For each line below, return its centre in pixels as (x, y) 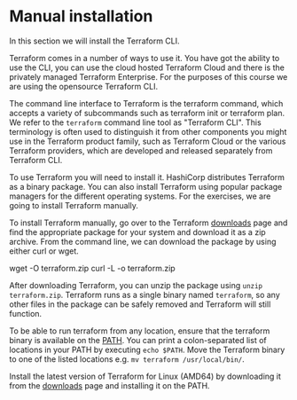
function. (26, 313)
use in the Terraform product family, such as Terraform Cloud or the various (148, 141)
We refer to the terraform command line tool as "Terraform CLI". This (135, 122)
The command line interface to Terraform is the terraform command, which (146, 103)
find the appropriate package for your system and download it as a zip (137, 231)
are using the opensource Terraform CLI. (83, 86)
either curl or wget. (44, 251)
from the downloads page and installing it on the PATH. (109, 385)
